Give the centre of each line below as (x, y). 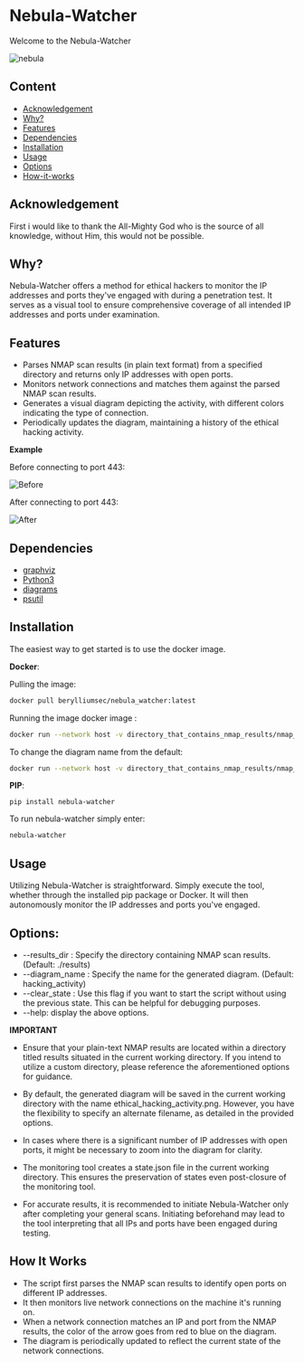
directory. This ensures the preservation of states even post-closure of (154, 1177)
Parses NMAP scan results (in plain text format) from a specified (142, 365)
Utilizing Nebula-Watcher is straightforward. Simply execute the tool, (137, 885)
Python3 (38, 579)
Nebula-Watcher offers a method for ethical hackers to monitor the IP (138, 286)
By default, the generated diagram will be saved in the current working (154, 1093)
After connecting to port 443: (64, 502)
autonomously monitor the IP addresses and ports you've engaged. (135, 904)
